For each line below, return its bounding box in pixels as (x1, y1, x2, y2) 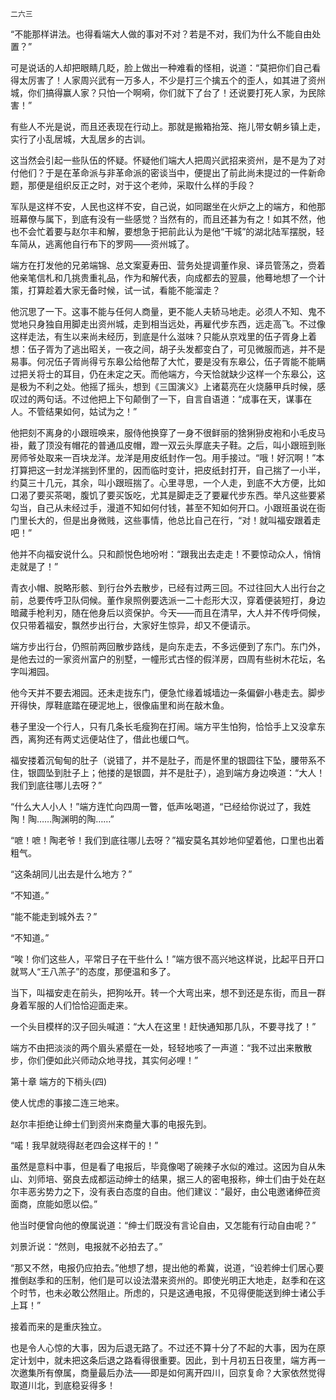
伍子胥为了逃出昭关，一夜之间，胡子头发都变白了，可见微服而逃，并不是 (27, 343, 326, 355)
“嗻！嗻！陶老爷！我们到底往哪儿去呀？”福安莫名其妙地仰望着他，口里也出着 (10, 834, 325, 846)
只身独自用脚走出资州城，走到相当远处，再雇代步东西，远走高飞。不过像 (27, 318, 326, 330)
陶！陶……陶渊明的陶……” (10, 813, 115, 825)
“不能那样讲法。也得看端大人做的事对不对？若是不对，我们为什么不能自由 (10, 28, 313, 40)
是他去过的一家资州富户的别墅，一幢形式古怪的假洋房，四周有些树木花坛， (10, 653, 317, 665)
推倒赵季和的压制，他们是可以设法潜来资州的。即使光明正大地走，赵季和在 (10, 1274, 317, 1286)
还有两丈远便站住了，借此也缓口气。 (44, 733, 195, 745)
